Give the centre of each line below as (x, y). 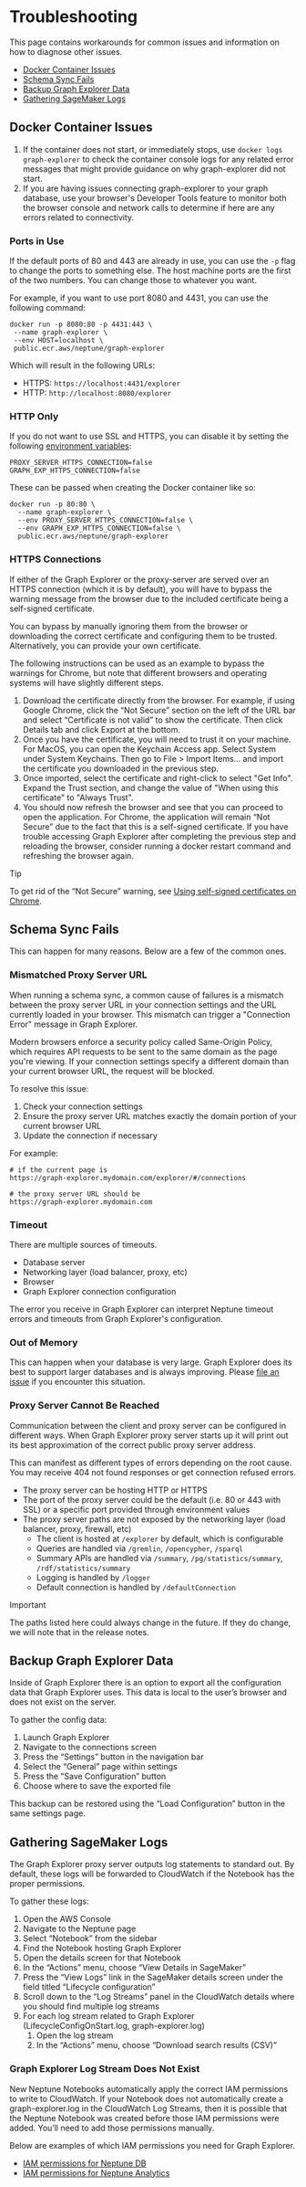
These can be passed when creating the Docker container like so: (133, 488)
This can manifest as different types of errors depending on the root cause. (151, 1463)
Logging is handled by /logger (93, 1577)
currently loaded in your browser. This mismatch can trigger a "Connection (150, 1014)
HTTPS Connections (56, 559)
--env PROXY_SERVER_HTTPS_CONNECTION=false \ (106, 521)
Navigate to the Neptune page (79, 1928)
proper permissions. (47, 1884)
